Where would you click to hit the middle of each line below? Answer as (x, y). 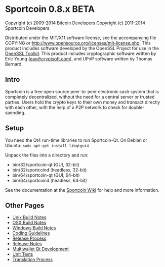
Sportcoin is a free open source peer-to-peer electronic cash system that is (82, 91)
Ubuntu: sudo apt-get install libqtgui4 (47, 145)
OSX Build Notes (29, 223)
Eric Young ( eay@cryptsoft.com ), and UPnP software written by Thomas (79, 58)
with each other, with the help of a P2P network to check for (66, 107)
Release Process (29, 238)
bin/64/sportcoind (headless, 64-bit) (50, 180)
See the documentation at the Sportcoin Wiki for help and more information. (82, 190)
